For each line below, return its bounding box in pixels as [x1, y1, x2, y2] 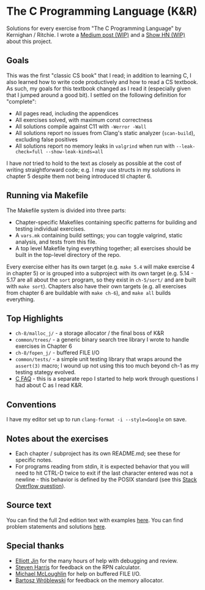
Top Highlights [6, 313, 64, 323]
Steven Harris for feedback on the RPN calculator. [15, 563, 141, 571]
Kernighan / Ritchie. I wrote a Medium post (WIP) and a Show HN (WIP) [6, 31, 185, 38]
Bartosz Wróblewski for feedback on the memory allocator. [15, 577, 164, 584]
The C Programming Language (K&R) [6, 4, 198, 18]
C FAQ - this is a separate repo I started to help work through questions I [15, 375, 198, 383]
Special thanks [6, 541, 64, 551]
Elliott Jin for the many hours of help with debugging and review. [15, 557, 178, 564]
